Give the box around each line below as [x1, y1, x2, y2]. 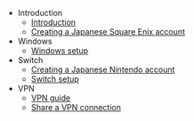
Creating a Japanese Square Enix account [30, 27, 185, 36]
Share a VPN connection [30, 102, 122, 112]
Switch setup [30, 74, 80, 84]
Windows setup [30, 45, 89, 56]
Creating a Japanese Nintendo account [30, 64, 175, 75]
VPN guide [30, 93, 71, 103]
